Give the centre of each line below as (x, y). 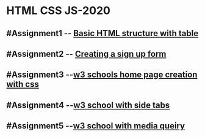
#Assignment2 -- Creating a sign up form (86, 54)
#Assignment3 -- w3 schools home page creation (102, 75)
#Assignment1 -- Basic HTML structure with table (103, 33)
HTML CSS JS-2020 (59, 11)
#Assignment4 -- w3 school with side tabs (88, 105)
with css (23, 84)
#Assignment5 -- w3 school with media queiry (95, 126)
